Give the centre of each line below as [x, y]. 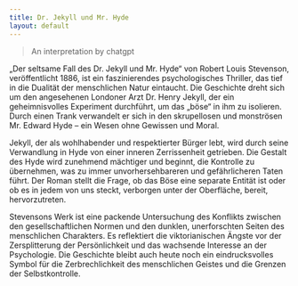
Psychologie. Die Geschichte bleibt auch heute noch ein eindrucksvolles [141, 254]
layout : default [39, 26]
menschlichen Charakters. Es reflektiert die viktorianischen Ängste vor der [145, 235]
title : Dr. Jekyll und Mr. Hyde [69, 17]
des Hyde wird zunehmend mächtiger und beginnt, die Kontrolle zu [132, 161]
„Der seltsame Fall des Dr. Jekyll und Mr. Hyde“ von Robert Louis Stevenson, [149, 69]
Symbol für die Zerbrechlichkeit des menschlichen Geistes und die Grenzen [148, 264]
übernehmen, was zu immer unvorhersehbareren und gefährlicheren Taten [146, 171]
